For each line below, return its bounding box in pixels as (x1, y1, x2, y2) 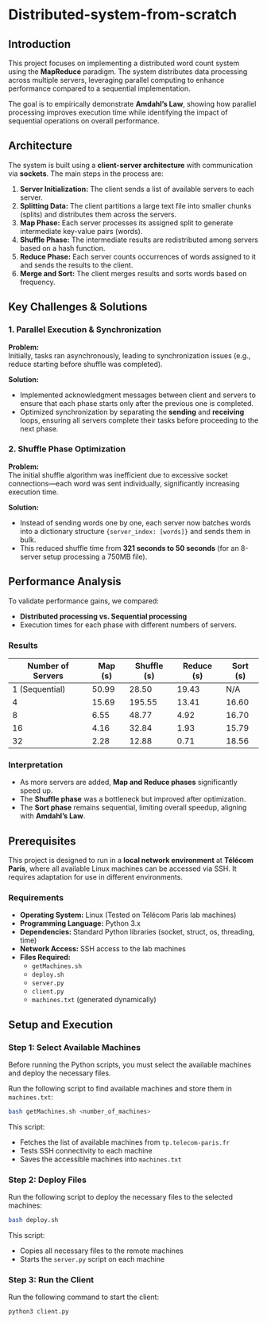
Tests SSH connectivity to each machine (19, 1145, 153, 1155)
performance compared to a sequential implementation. (8, 84, 191, 93)
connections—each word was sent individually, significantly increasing (8, 478, 240, 488)
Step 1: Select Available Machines (8, 1041, 141, 1052)
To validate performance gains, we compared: (8, 595, 159, 606)
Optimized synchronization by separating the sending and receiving (19, 407, 245, 416)
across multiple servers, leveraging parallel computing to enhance (8, 76, 225, 84)
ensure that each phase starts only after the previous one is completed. (19, 398, 254, 408)
